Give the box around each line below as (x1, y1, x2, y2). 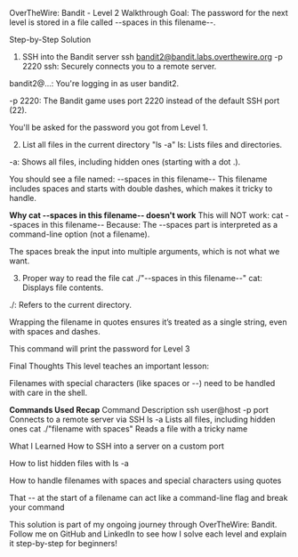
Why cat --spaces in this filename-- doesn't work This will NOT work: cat (9, 210, 284, 221)
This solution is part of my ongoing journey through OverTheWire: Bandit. (9, 520, 278, 529)
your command (9, 502, 65, 513)
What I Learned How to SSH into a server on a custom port (9, 440, 225, 451)
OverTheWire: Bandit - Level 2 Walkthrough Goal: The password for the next (9, 8, 289, 18)
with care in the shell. (9, 387, 87, 398)
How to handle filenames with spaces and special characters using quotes (9, 475, 282, 486)
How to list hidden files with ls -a (9, 458, 129, 468)
